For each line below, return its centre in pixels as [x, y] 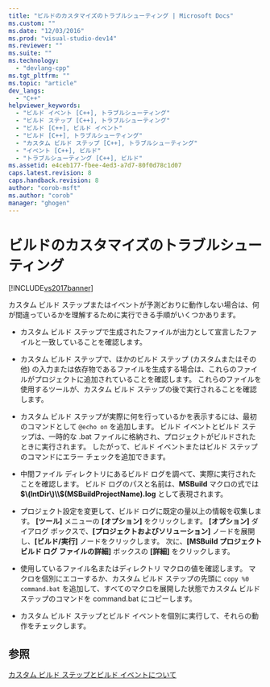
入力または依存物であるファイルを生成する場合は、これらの [138, 369]
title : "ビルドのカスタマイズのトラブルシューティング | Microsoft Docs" [121, 16]
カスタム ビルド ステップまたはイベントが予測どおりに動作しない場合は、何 [134, 305]
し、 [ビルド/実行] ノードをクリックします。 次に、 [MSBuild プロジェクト [141, 541]
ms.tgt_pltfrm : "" [39, 76]
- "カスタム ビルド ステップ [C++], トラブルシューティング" [107, 143]
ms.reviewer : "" [35, 46]
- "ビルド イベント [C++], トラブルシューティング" [93, 114]
